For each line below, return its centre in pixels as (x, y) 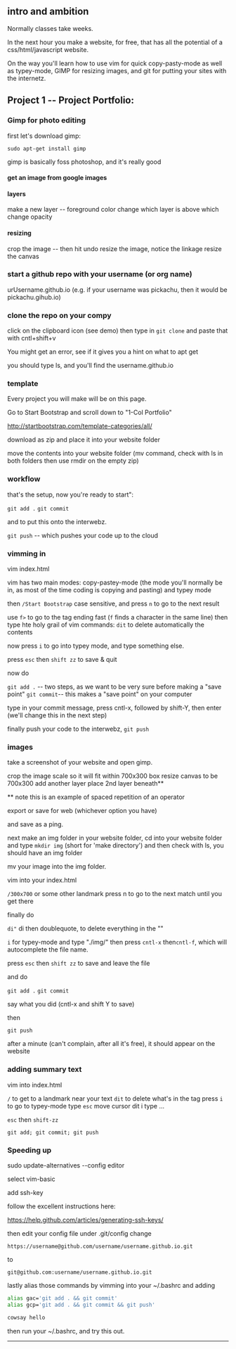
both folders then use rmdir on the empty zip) (73, 461)
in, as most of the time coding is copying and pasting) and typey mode (110, 589)
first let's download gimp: (44, 136)
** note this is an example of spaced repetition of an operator (96, 797)
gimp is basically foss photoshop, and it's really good (84, 162)
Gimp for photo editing (47, 120)
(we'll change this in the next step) (57, 715)
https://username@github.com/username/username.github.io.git (100, 1246)
